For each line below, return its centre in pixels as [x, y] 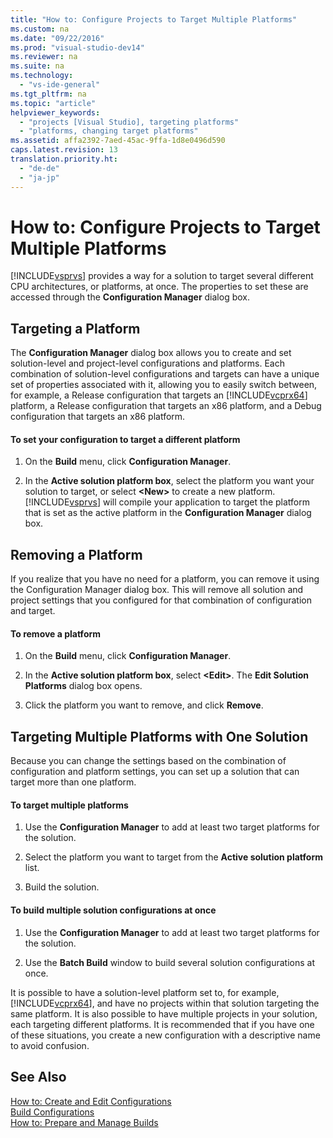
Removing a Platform [76, 554]
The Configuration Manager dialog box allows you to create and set [151, 353]
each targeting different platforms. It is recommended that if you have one [162, 1024]
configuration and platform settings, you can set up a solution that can [155, 772]
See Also [38, 1077]
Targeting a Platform [75, 328]
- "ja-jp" [39, 177]
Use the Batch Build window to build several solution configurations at [169, 962]
